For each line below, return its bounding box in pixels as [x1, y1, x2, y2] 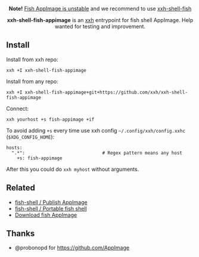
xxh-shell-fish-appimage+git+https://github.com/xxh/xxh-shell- [24, 89, 188, 95]
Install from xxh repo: [6, 56, 58, 63]
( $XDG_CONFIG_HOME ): [6, 133, 55, 140]
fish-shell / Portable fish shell [14, 205, 88, 212]
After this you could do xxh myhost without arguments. [6, 165, 139, 173]
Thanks [6, 228, 35, 239]
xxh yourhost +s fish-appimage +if [6, 116, 95, 123]
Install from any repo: [6, 77, 58, 85]
